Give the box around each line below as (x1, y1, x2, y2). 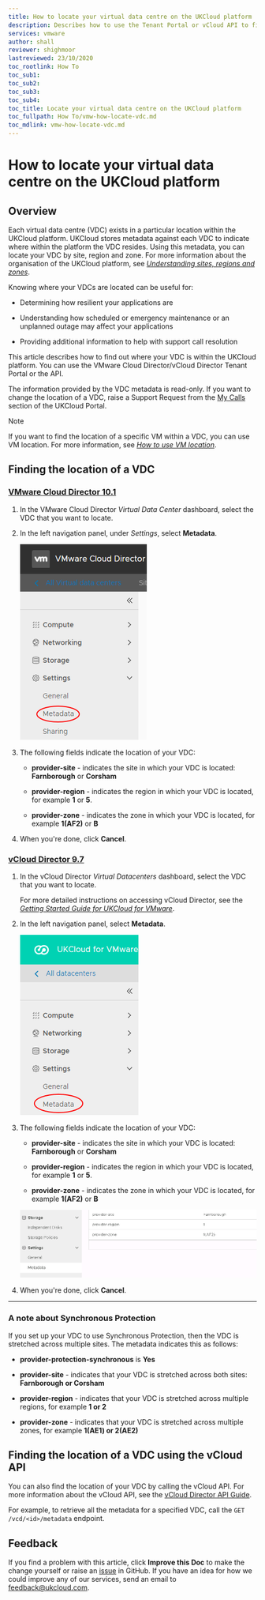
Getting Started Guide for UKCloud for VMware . (19, 903, 175, 913)
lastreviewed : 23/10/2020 (8, 55, 93, 62)
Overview (8, 204, 58, 217)
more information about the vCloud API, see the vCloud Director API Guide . (8, 1490, 252, 1500)
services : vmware (8, 29, 65, 37)
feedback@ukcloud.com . (8, 1583, 90, 1592)
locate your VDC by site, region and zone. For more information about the (8, 250, 247, 260)
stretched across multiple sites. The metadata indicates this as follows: (8, 1339, 239, 1349)
